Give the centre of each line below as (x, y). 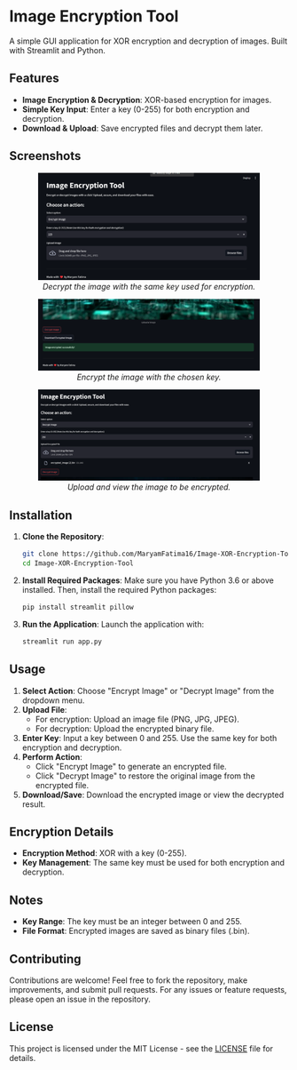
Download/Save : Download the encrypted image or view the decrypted (153, 795)
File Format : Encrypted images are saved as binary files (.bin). (136, 931)
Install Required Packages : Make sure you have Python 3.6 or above (148, 580)
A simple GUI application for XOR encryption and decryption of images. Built (148, 41)
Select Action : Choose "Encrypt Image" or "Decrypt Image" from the (148, 691)
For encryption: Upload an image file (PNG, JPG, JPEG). (137, 719)
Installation (41, 515)
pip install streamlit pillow (78, 607)
